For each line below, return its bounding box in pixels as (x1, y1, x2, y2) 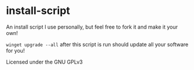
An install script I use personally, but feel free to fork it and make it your (6, 23, 178, 30)
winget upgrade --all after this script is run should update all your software (6, 41, 189, 48)
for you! (6, 47, 25, 54)
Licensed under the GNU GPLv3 (6, 58, 83, 65)
